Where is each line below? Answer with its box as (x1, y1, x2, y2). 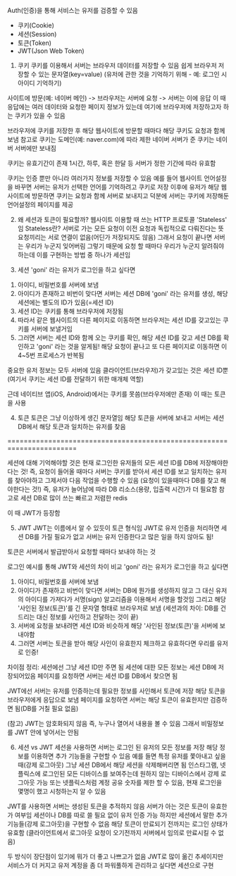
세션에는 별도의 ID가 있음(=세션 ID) (17, 298, 114, 307)
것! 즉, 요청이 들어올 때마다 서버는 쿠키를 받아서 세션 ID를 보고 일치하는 (20, 467, 214, 476)
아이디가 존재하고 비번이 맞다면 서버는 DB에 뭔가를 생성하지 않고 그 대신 (17, 586, 214, 594)
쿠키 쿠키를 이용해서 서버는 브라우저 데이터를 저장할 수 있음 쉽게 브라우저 (17, 61, 217, 69)
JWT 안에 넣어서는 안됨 (14, 728, 80, 736)
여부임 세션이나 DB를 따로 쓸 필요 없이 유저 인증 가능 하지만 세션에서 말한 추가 (14, 811, 228, 819)
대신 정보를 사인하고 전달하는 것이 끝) (36, 612, 139, 621)
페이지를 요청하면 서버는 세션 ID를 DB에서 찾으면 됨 (37, 672, 178, 680)
